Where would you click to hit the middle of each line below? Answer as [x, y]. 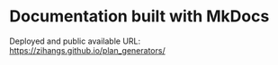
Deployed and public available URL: [75, 41]
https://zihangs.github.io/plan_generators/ [87, 50]
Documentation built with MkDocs [139, 16]
